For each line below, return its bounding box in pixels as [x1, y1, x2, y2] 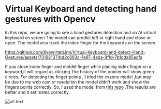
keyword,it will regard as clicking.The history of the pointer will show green [5, 68, 155, 74]
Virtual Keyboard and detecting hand [5, 3, 157, 14]
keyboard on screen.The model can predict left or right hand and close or [5, 35, 151, 41]
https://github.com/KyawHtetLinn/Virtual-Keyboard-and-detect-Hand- [5, 49, 146, 55]
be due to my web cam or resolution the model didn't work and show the [5, 79, 150, 85]
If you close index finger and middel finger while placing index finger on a [5, 64, 152, 69]
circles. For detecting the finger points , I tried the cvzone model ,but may [5, 74, 151, 80]
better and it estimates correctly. [5, 89, 70, 95]
